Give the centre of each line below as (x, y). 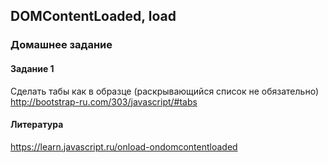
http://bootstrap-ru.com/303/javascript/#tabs (104, 101)
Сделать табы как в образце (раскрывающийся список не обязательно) (164, 91)
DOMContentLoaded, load (93, 16)
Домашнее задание (61, 45)
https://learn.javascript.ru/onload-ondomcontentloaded (124, 146)
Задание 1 (32, 68)
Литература (37, 125)
